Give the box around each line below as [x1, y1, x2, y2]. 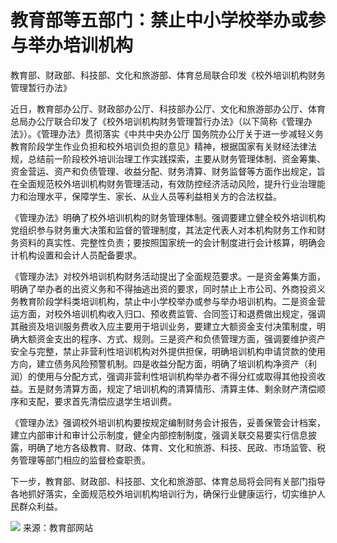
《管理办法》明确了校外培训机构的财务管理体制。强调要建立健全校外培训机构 [10, 211, 326, 223]
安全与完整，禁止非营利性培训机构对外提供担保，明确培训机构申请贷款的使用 [10, 345, 326, 357]
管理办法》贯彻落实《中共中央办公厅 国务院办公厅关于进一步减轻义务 [40, 127, 324, 140]
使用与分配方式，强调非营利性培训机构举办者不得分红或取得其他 [36, 370, 300, 382]
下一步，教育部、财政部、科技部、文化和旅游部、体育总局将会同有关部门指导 [10, 475, 326, 487]
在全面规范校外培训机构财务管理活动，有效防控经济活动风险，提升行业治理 [10, 177, 317, 190]
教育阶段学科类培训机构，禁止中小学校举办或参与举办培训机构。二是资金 [18, 295, 317, 307]
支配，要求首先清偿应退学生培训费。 [27, 395, 177, 407]
